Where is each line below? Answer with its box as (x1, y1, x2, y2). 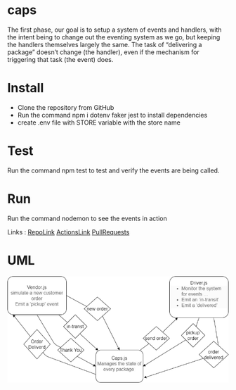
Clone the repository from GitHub (17, 103, 114, 111)
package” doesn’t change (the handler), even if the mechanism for (7, 48, 200, 56)
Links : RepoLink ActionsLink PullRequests (7, 227, 130, 236)
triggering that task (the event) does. (7, 55, 114, 63)
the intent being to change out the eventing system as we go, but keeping (7, 32, 221, 41)
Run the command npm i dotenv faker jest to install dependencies (17, 111, 208, 119)
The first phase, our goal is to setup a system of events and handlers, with (7, 25, 222, 34)
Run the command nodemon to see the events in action (7, 214, 167, 222)
